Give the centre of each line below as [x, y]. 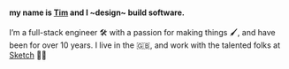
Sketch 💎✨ [28, 55]
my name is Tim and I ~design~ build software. [97, 12]
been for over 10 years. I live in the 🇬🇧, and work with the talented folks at [145, 45]
